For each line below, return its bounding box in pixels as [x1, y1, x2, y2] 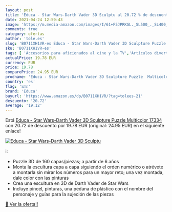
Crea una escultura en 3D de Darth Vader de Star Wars [12, 180, 129, 186]
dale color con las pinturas [12, 175, 69, 181]
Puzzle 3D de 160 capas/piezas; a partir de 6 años [12, 159, 119, 165]
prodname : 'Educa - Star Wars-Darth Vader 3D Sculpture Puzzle [5, 74, 143, 80]
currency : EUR [5, 60, 36, 65]
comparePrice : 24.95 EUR [5, 70, 58, 75]
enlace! [5, 128, 21, 134]
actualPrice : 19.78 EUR [5, 55, 56, 61]
